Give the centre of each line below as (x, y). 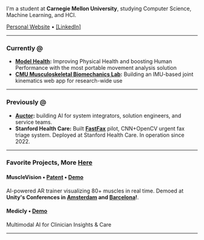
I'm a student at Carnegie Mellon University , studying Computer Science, (99, 9)
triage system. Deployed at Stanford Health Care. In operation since (100, 135)
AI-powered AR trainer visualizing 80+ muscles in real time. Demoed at (95, 191)
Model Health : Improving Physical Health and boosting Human (93, 61)
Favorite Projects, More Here (49, 163)
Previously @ (26, 102)
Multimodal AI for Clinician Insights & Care (59, 224)
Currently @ (25, 48)
